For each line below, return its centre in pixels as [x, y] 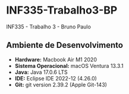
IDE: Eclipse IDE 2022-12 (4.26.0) [56, 78]
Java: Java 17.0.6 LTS [41, 72]
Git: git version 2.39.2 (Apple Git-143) [61, 85]
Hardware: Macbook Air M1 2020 [56, 59]
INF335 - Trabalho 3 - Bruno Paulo [48, 27]
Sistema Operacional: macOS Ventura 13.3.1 [69, 66]
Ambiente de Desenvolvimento [65, 45]
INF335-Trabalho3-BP [62, 10]
